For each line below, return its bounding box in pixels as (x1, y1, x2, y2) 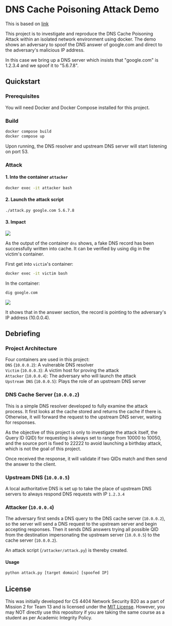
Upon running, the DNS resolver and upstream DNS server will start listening (5, 143, 167, 149)
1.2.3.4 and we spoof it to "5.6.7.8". (5, 62, 79, 68)
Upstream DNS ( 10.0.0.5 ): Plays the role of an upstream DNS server (5, 378, 146, 384)
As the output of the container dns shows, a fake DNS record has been (5, 240, 154, 246)
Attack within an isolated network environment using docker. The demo (5, 36, 156, 42)
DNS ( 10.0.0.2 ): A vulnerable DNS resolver (5, 362, 94, 368)
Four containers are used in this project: (5, 356, 90, 363)
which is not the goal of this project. (5, 446, 81, 452)
